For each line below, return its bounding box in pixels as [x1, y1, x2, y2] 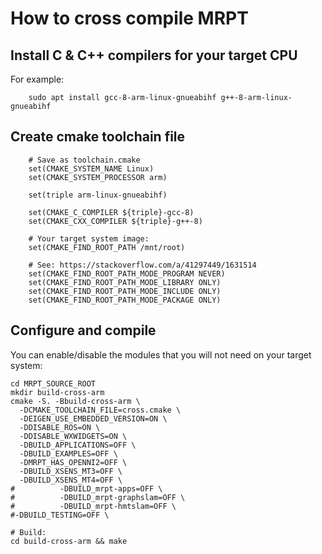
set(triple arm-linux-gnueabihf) [28, 190, 168, 200]
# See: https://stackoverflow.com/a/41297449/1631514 [28, 260, 257, 270]
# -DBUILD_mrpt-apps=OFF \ [10, 483, 163, 494]
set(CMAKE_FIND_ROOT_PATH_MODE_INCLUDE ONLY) [28, 286, 222, 296]
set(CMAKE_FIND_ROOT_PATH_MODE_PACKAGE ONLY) [28, 295, 222, 305]
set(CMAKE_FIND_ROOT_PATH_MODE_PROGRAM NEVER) [28, 268, 226, 279]
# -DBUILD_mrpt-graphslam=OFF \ [10, 492, 186, 502]
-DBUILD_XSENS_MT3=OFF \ [19, 466, 123, 476]
